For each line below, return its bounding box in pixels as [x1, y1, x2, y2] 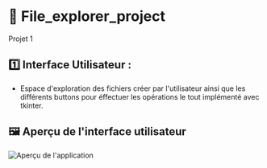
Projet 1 [8, 34, 34, 43]
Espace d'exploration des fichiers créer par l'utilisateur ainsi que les [19, 84, 246, 93]
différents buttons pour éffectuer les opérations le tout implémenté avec [19, 92, 260, 101]
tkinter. [19, 100, 44, 110]
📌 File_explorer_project [8, 7, 166, 26]
